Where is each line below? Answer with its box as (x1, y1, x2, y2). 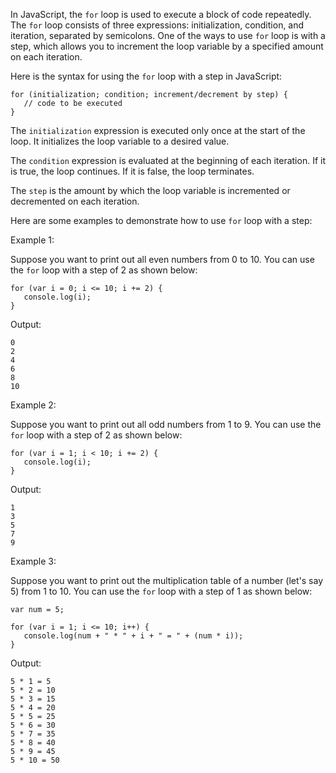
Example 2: (10, 399, 57, 411)
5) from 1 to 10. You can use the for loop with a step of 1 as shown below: (10, 585, 313, 597)
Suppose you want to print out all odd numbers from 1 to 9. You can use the (10, 419, 322, 430)
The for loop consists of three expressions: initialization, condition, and (10, 19, 305, 31)
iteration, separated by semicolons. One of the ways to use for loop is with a (10, 30, 326, 41)
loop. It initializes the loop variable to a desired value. (10, 135, 230, 147)
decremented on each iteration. (10, 195, 140, 207)
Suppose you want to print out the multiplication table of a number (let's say (10, 575, 324, 586)
